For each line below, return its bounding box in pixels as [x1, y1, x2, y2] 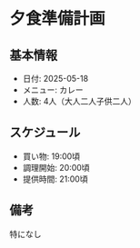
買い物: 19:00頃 [22, 151, 80, 162]
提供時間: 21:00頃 [22, 174, 88, 184]
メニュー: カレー [22, 84, 84, 95]
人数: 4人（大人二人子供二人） [22, 96, 136, 106]
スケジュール [9, 124, 81, 141]
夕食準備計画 [9, 8, 106, 29]
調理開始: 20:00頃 [22, 162, 90, 173]
